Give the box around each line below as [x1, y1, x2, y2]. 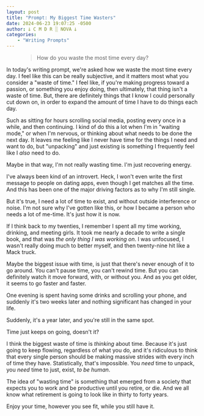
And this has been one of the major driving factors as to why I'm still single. [6, 186, 196, 193]
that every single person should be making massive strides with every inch [6, 353, 194, 360]
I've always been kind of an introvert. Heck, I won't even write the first [6, 173, 183, 180]
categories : [6, 32, 37, 38]
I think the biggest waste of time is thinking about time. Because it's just [6, 340, 188, 347]
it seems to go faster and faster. [6, 280, 87, 287]
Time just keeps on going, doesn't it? [6, 328, 100, 335]
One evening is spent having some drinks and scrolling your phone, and [6, 291, 187, 299]
